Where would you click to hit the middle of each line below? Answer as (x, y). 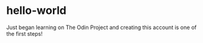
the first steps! (24, 33)
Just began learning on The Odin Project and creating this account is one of (101, 27)
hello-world (37, 11)
